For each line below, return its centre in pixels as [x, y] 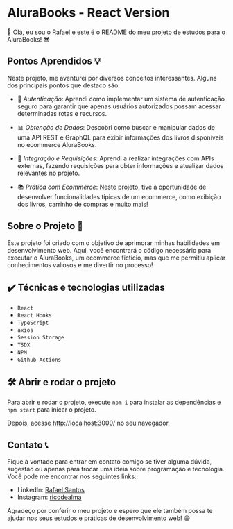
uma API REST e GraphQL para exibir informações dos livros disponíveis [120, 137]
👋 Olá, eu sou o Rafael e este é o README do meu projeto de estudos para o [116, 32]
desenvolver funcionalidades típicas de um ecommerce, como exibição [119, 196]
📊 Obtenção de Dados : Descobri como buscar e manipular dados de [116, 127]
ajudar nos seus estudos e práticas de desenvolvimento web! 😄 [99, 518]
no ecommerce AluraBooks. [57, 144]
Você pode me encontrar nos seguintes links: [72, 476]
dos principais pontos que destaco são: [63, 85]
